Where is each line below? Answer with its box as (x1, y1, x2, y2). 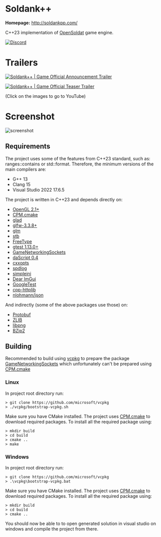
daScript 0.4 (12, 254, 39, 260)
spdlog (12, 265, 27, 271)
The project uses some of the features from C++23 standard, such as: (5, 155, 151, 161)
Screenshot (5, 111, 55, 123)
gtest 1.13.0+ (12, 244, 39, 250)
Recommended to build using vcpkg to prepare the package (5, 355, 130, 362)
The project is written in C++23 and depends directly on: (5, 196, 123, 202)
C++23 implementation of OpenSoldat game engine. (5, 29, 114, 35)
